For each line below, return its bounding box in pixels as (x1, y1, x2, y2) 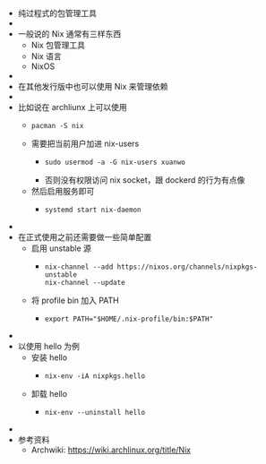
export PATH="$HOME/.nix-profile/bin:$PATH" (44, 314, 214, 323)
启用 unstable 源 (30, 243, 92, 253)
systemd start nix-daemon (44, 205, 142, 214)
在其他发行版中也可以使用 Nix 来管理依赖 (17, 82, 168, 91)
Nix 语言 (30, 51, 63, 61)
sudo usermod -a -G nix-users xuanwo (44, 158, 185, 167)
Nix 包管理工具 (30, 39, 86, 50)
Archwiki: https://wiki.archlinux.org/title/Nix (30, 444, 191, 455)
